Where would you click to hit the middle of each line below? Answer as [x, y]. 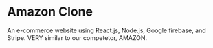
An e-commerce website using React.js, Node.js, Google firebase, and [106, 30]
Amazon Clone [50, 12]
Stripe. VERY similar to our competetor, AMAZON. [77, 37]
